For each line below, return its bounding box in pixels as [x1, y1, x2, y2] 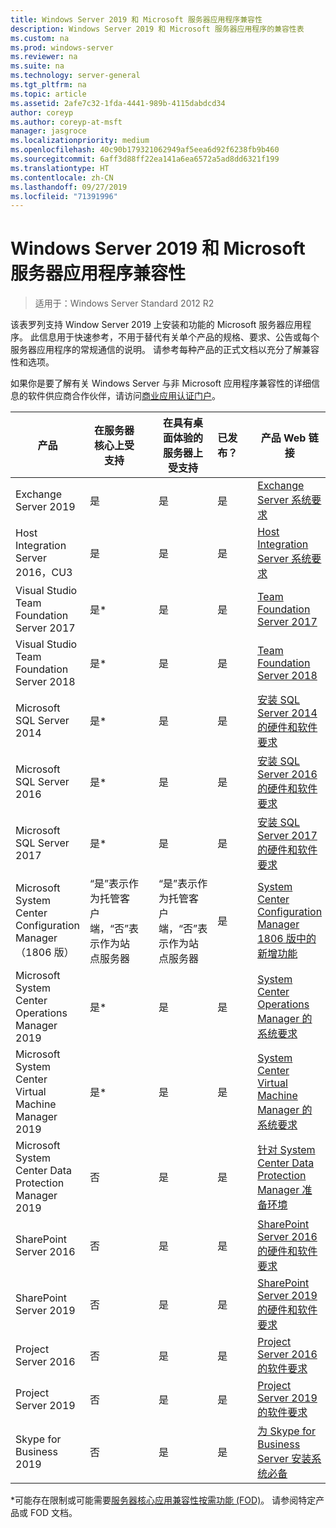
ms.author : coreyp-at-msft [10, 117, 123, 127]
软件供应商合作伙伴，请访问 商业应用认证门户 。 [27, 390, 221, 402]
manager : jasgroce [10, 126, 87, 136]
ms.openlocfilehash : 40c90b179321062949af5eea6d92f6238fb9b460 [10, 145, 280, 155]
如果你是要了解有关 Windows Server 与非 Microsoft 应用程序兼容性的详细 [10, 377, 312, 390]
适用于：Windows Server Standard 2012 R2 [34, 297, 215, 310]
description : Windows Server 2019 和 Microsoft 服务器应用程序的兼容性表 [10, 24, 305, 34]
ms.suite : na [10, 61, 65, 71]
